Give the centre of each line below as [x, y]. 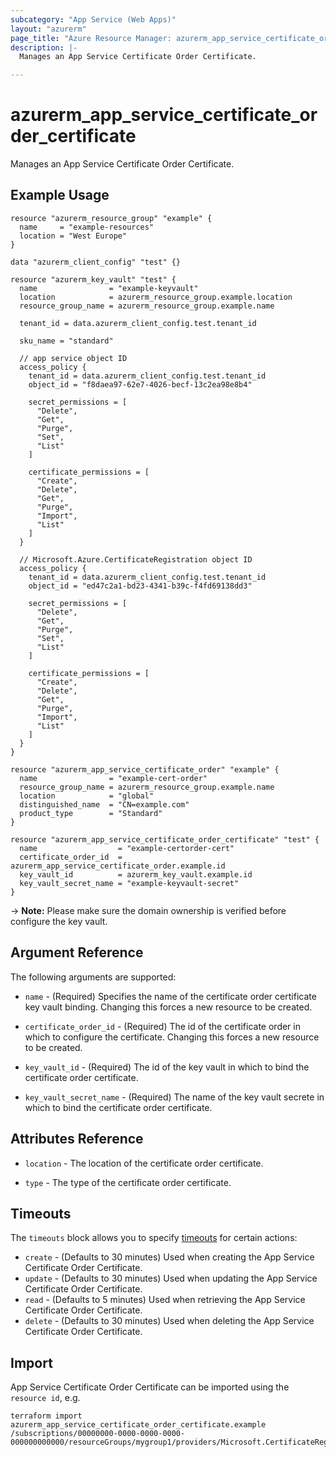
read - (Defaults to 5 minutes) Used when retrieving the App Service [165, 1300]
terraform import [46, 1416]
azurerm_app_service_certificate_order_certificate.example [138, 1425]
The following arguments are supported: [93, 977]
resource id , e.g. [45, 1398]
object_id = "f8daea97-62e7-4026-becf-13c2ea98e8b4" [140, 384]
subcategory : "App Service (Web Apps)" [93, 19]
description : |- [44, 47]
